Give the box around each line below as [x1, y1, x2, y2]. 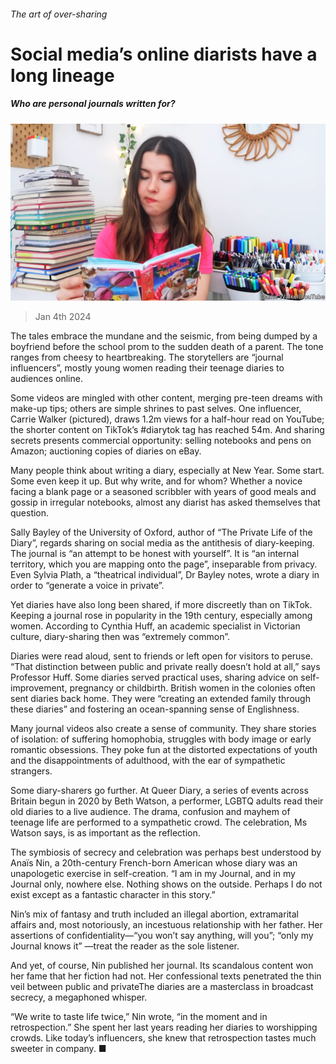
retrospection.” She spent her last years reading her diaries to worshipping [10, 1021, 318, 1034]
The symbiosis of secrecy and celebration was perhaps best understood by [10, 846, 322, 859]
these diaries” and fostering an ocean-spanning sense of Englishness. [10, 703, 300, 715]
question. [10, 507, 50, 519]
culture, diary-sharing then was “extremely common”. [10, 631, 230, 643]
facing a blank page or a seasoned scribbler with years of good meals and [10, 486, 317, 498]
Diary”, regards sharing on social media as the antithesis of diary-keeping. [10, 537, 315, 549]
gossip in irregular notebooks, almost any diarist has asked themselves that [10, 496, 321, 509]
